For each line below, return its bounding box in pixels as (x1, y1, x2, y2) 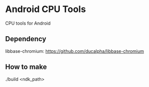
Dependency (5, 35, 46, 43)
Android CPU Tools (5, 4, 86, 15)
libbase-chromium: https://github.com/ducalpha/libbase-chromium (5, 48, 144, 54)
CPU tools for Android (5, 20, 51, 26)
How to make (5, 63, 47, 71)
